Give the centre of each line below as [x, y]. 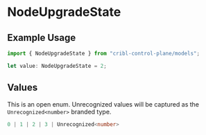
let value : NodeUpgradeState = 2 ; [57, 66]
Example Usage [42, 38]
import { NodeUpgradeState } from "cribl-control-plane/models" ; [103, 53]
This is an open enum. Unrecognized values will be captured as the [103, 104]
